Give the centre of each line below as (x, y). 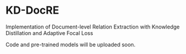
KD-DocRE (32, 10)
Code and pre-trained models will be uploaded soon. (71, 45)
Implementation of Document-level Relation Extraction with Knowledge (93, 27)
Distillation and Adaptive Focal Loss (49, 33)
